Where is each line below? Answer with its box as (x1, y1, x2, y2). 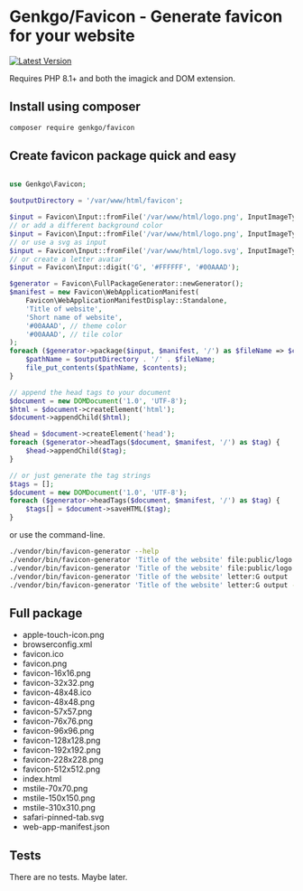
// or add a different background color (9, 221, 164, 230)
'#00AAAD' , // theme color (25, 321, 127, 331)
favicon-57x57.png (22, 707, 93, 717)
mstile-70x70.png (22, 783, 88, 794)
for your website (9, 25, 135, 46)
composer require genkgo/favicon (9, 123, 135, 132)
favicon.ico (22, 649, 65, 660)
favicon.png (22, 658, 68, 670)
